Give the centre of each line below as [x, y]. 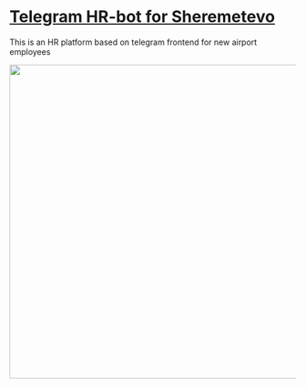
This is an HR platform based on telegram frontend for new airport [133, 42]
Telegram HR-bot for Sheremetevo [143, 17]
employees [30, 51]
